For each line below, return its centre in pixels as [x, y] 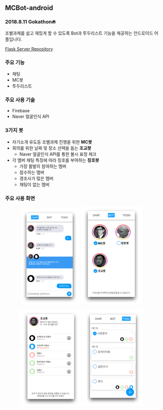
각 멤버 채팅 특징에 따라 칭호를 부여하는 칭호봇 [55, 160]
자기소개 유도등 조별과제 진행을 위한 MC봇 [52, 142]
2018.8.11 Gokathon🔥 [30, 22]
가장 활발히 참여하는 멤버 [43, 166]
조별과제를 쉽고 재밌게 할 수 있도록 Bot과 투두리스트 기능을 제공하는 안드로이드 [79, 33]
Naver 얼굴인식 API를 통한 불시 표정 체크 [58, 154]
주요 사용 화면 [20, 198]
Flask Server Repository [29, 49]
